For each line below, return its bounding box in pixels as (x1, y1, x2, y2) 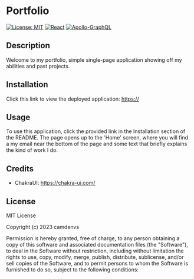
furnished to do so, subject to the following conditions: (6, 266, 139, 273)
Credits (6, 164, 34, 174)
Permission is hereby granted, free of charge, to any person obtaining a (6, 235, 180, 242)
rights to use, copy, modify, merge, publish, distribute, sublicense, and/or (6, 254, 184, 260)
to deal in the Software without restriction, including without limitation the (6, 247, 184, 254)
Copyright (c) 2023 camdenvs (6, 224, 80, 230)
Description (6, 41, 50, 51)
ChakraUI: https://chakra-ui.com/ (14, 180, 96, 187)
